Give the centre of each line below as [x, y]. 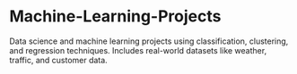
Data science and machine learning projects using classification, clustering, [149, 41]
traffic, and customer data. [58, 60]
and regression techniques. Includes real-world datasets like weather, [138, 50]
